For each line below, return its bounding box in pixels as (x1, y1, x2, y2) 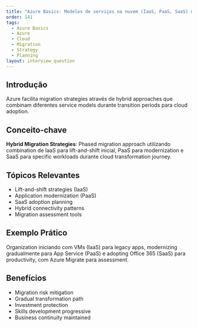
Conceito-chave (6, 125, 67, 135)
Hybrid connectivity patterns (14, 204, 84, 212)
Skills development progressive (14, 308, 91, 315)
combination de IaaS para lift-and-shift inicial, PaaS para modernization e (6, 147, 184, 154)
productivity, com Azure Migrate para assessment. (6, 256, 129, 263)
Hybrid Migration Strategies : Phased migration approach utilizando (6, 141, 171, 148)
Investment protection (14, 301, 68, 308)
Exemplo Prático (6, 228, 68, 238)
